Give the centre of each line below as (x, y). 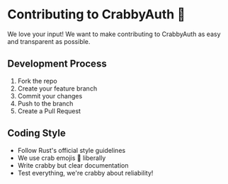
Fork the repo (38, 81)
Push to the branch (45, 103)
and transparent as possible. (49, 41)
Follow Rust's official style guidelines (72, 150)
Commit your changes (50, 96)
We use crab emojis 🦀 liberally (62, 158)
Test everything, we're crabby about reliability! (85, 173)
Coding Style (36, 133)
